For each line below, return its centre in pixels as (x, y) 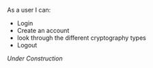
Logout (27, 45)
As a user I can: (29, 10)
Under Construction (35, 58)
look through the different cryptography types (82, 38)
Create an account (43, 31)
